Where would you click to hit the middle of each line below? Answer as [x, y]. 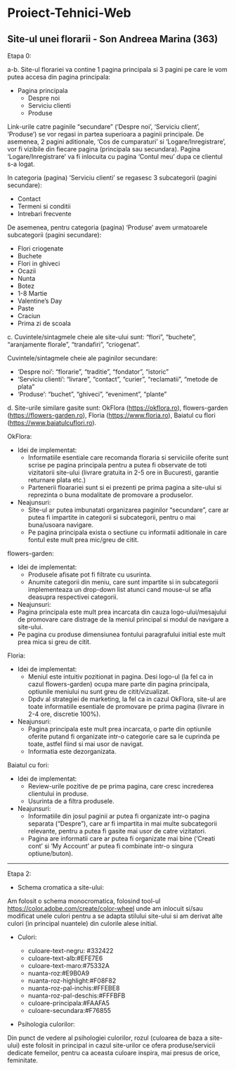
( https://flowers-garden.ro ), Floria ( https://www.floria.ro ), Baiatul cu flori [111, 415]
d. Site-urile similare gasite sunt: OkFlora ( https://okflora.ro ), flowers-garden [118, 408]
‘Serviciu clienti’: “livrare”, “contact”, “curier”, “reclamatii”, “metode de [118, 379]
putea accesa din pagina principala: [59, 77]
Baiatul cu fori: [28, 765]
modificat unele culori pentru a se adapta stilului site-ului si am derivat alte [115, 916]
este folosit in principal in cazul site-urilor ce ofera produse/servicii [118, 1045]
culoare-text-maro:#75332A [69, 965]
